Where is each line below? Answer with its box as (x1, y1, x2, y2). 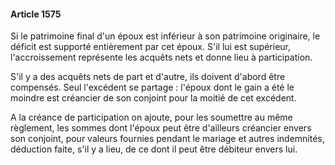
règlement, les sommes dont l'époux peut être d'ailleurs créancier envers (10, 122, 312, 134)
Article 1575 (10, 8, 62, 20)
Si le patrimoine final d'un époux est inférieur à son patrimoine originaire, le (10, 30, 321, 42)
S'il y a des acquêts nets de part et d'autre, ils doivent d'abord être (10, 71, 286, 83)
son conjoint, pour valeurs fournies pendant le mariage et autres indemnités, (10, 133, 325, 145)
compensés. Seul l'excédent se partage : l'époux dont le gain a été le (10, 81, 295, 94)
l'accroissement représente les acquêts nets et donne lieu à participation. (10, 51, 313, 64)
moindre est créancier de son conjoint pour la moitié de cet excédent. (10, 92, 297, 104)
